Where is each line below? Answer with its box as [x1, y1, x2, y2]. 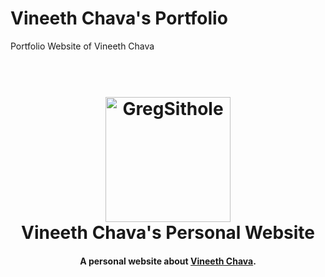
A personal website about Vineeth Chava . [79, 255, 257, 267]
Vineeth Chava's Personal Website [20, 222, 316, 244]
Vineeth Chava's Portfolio [10, 7, 228, 30]
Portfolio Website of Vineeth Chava [10, 40, 155, 52]
